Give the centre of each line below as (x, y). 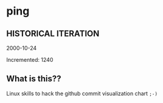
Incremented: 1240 (30, 60)
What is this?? (34, 79)
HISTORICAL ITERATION (53, 34)
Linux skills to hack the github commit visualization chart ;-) (82, 93)
